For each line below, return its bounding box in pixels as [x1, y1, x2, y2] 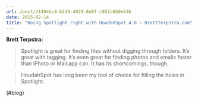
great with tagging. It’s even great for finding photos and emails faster [20, 54, 192, 61]
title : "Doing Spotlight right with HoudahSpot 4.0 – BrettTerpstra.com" [6, 20, 193, 26]
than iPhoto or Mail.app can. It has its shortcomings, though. [20, 60, 169, 67]
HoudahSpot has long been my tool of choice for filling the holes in [20, 72, 185, 79]
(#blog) [6, 90, 25, 97]
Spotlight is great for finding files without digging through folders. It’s [20, 47, 190, 55]
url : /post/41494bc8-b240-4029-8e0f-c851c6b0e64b [6, 8, 132, 15]
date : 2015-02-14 [6, 14, 49, 20]
